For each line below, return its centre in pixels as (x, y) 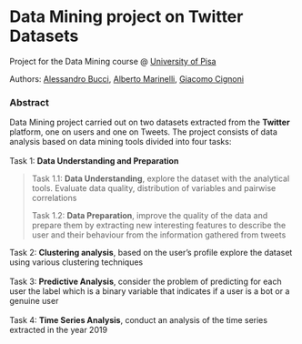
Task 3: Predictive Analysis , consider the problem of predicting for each (146, 282)
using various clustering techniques (76, 262)
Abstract (30, 102)
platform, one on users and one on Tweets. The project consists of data (143, 132)
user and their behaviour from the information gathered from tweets (159, 235)
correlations (54, 198)
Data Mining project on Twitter (126, 17)
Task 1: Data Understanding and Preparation (94, 161)
